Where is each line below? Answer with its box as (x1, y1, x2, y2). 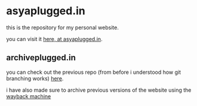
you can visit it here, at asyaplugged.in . (6, 35, 103, 42)
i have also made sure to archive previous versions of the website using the (6, 86, 192, 93)
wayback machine (6, 92, 51, 99)
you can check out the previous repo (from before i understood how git (6, 68, 181, 76)
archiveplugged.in (6, 52, 76, 63)
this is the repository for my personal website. (6, 24, 119, 31)
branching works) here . (6, 74, 64, 82)
